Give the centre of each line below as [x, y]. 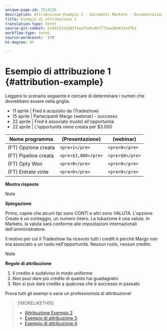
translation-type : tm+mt [31, 24]
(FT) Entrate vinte [28, 172]
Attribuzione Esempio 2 [49, 313]
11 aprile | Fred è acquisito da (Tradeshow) [56, 111]
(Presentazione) [81, 139]
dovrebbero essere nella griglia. [38, 101]
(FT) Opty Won [25, 164]
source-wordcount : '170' [31, 38]
